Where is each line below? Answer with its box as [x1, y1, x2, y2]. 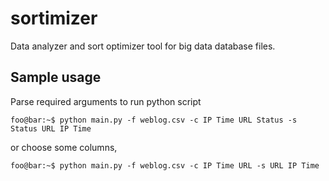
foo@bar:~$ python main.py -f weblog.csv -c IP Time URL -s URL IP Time [10, 160, 320, 171]
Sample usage [10, 69, 102, 86]
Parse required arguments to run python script [10, 95, 202, 107]
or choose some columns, [10, 141, 118, 153]
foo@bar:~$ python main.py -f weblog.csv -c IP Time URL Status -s [10, 115, 298, 125]
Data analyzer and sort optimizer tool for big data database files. [10, 40, 276, 52]
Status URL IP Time [10, 123, 92, 134]
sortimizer [10, 7, 98, 30]
